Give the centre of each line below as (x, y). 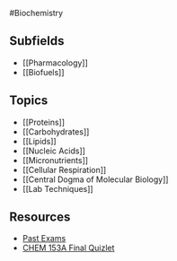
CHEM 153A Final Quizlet (68, 248)
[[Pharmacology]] (55, 63)
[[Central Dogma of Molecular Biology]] (95, 179)
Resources (40, 217)
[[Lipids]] (39, 141)
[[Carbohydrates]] (56, 131)
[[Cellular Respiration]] (64, 170)
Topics (29, 101)
